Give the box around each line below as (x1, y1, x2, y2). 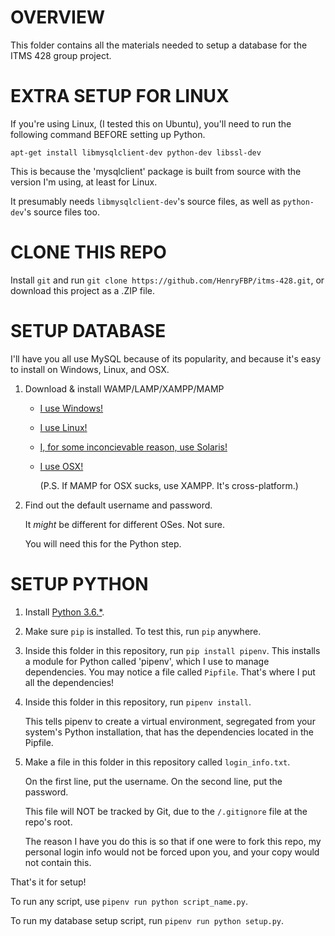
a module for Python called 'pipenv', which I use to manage (24, 655, 270, 667)
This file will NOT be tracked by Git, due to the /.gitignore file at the (24, 805, 308, 817)
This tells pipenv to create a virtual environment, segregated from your (24, 715, 316, 727)
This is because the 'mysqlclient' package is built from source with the (10, 165, 302, 177)
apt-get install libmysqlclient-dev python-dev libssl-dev (10, 147, 262, 158)
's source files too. (23, 206, 100, 218)
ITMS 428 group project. (10, 49, 112, 61)
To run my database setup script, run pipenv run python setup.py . (10, 914, 285, 926)
